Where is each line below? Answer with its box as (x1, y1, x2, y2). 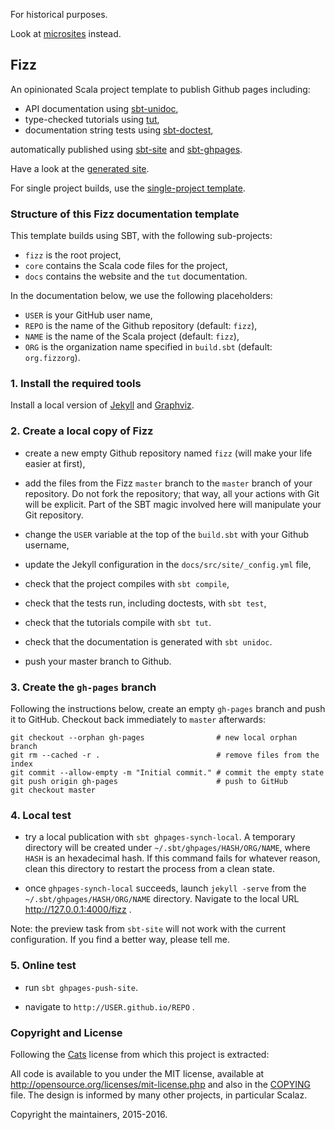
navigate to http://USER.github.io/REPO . (24, 1000, 195, 1013)
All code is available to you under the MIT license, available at (10, 1067, 265, 1079)
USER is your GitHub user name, (24, 309, 153, 321)
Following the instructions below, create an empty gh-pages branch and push (10, 703, 326, 714)
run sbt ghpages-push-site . (24, 981, 138, 993)
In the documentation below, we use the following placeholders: (10, 290, 273, 302)
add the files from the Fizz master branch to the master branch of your (24, 477, 313, 489)
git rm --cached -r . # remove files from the (10, 750, 320, 760)
